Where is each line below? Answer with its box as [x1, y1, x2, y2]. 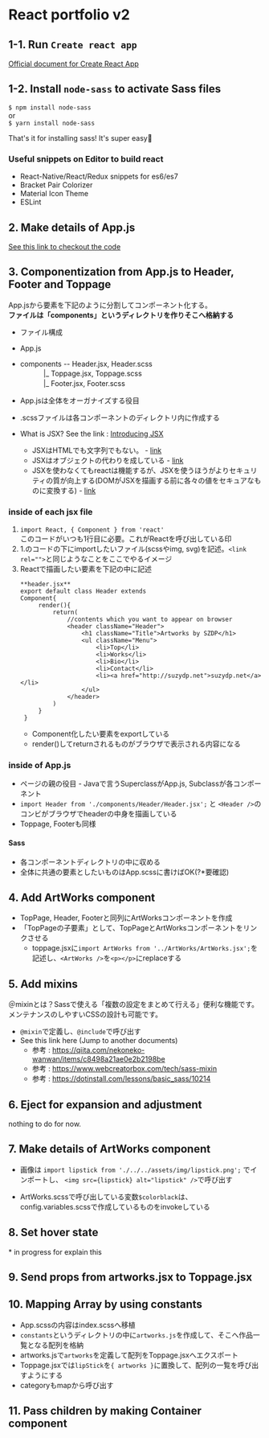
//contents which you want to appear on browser [67, 615, 233, 624]
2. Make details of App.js [8, 220, 136, 234]
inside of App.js [8, 759, 71, 770]
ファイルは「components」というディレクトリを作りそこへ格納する [8, 310, 234, 319]
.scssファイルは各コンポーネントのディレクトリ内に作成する [19, 413, 221, 422]
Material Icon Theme [19, 189, 89, 199]
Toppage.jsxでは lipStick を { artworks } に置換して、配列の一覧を [19, 1360, 238, 1370]
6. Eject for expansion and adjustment [8, 1098, 202, 1111]
